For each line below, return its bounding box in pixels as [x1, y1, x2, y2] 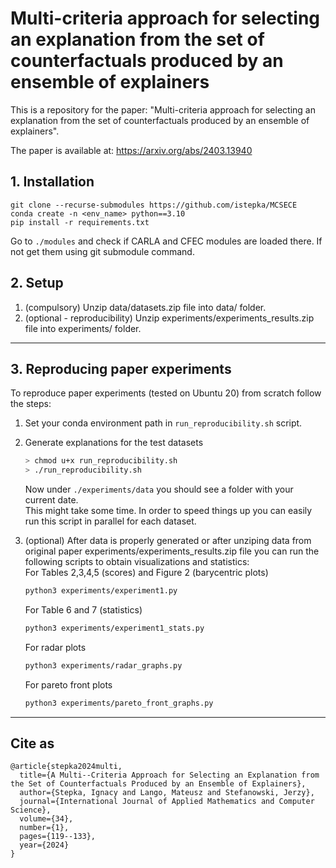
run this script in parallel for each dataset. [24, 515, 197, 527]
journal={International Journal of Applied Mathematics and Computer [19, 797, 315, 807]
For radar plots [24, 641, 87, 653]
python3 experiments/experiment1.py [24, 586, 178, 596]
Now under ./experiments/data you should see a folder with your [24, 483, 294, 496]
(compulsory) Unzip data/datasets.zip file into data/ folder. [24, 301, 267, 313]
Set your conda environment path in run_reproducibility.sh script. [24, 417, 303, 429]
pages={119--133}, [19, 832, 97, 842]
